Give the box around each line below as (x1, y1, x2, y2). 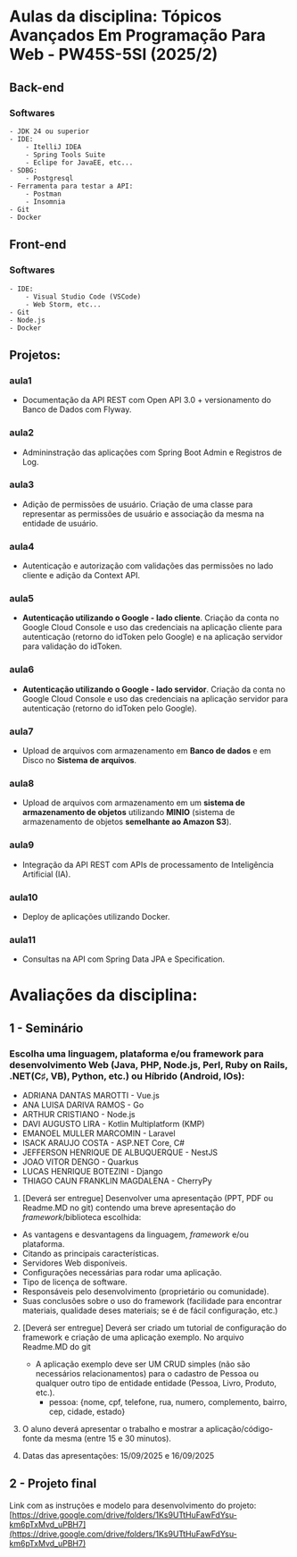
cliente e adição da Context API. (21, 570, 141, 581)
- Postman (25, 189, 62, 198)
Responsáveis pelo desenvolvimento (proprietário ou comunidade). (21, 1286, 269, 1297)
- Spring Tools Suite (25, 150, 105, 159)
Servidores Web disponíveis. (21, 1258, 128, 1268)
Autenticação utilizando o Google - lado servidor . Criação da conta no (21, 684, 285, 694)
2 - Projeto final (9, 1477, 97, 1492)
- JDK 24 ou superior (9, 127, 90, 136)
